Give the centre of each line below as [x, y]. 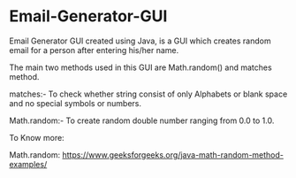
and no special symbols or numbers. [75, 103]
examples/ [28, 164]
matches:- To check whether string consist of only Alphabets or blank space [148, 94]
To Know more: [37, 137]
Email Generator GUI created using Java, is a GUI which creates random [140, 41]
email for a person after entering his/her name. [94, 50]
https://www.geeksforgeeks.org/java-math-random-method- [173, 155]
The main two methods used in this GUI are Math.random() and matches [140, 67]
